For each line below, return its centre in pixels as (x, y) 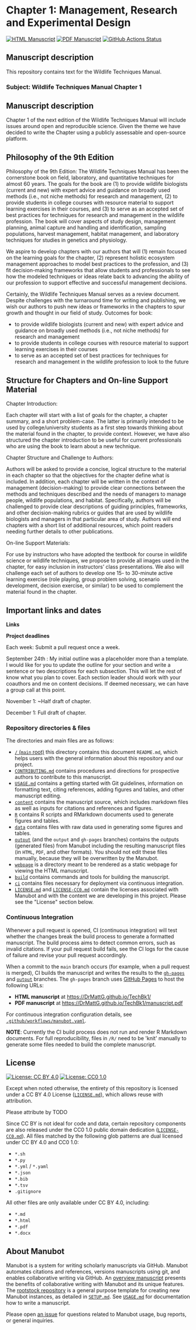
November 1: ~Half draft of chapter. (49, 701)
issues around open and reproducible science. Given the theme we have (93, 126)
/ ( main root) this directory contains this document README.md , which (96, 752)
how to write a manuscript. (38, 1303)
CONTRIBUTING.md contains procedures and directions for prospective (97, 771)
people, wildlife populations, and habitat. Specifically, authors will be (89, 500)
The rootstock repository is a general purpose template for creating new (93, 1291)
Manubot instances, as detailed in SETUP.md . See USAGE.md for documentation (98, 1296)
